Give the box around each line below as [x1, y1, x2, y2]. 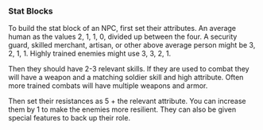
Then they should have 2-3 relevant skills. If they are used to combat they [8, 64, 249, 74]
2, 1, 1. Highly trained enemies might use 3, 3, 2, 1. [8, 49, 172, 59]
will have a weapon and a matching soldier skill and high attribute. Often [8, 73, 244, 82]
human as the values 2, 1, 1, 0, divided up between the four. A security [8, 32, 238, 41]
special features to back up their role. [8, 113, 131, 123]
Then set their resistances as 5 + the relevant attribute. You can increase [8, 97, 246, 106]
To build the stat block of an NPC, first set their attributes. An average [8, 24, 237, 33]
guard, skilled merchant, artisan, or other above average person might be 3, [8, 40, 256, 50]
